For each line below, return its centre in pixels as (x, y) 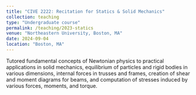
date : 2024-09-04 (27, 39)
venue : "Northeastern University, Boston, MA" (64, 33)
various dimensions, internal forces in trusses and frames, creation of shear (98, 73)
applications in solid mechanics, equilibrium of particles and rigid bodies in (97, 67)
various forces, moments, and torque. (52, 86)
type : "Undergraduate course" (43, 22)
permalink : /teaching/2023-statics (50, 28)
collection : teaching (33, 17)
